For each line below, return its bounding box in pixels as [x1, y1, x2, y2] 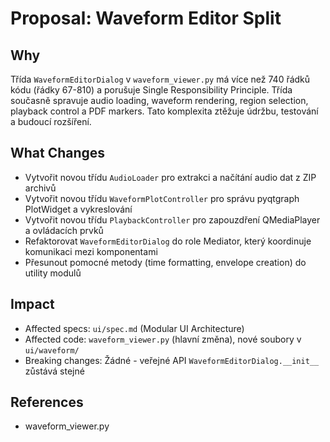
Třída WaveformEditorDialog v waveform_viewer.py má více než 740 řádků [10, 73, 311, 85]
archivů [24, 182, 57, 194]
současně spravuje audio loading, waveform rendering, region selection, [10, 95, 309, 106]
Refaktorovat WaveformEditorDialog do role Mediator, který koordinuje [24, 235, 312, 247]
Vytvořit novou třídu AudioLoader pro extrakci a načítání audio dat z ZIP [24, 171, 317, 183]
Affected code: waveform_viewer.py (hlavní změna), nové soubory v [24, 333, 302, 345]
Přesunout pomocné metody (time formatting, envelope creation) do [24, 256, 307, 268]
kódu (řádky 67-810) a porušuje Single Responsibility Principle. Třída [10, 84, 293, 96]
